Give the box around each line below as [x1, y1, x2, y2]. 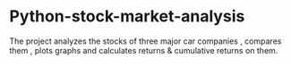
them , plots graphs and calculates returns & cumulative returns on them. [9, 45, 278, 55]
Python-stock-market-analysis [9, 6, 245, 27]
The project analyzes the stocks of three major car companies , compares [9, 36, 282, 46]
